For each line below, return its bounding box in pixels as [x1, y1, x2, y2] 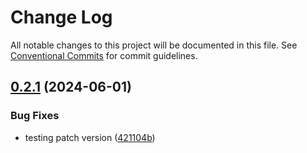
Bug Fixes [10, 109, 60, 123]
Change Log [10, 6, 113, 29]
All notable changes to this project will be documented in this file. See [10, 39, 298, 51]
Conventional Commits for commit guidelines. [10, 49, 198, 61]
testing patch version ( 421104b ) [24, 131, 156, 143]
